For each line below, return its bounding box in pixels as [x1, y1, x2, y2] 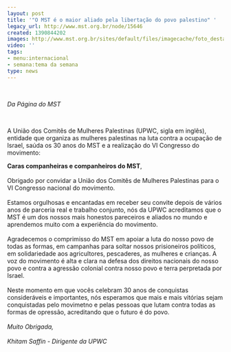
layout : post [7, 10, 45, 17]
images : [7, 36, 30, 43]
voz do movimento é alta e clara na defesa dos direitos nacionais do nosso [7, 256, 219, 265]
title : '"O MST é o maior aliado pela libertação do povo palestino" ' [7, 16, 217, 23]
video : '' [7, 42, 36, 49]
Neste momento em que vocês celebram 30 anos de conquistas [7, 286, 189, 294]
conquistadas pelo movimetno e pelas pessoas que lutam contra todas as [7, 300, 216, 309]
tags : [7, 49, 23, 56]
